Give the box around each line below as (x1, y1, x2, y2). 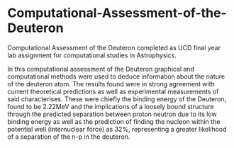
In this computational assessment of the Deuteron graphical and (7, 64, 195, 73)
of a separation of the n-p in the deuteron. (7, 132, 130, 141)
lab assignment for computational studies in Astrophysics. (7, 51, 177, 59)
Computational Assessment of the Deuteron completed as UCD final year (7, 43, 221, 52)
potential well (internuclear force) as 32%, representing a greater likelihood (7, 125, 227, 133)
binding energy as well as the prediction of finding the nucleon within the (7, 117, 221, 125)
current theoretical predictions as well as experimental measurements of (7, 87, 219, 96)
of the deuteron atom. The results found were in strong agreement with (7, 79, 215, 88)
